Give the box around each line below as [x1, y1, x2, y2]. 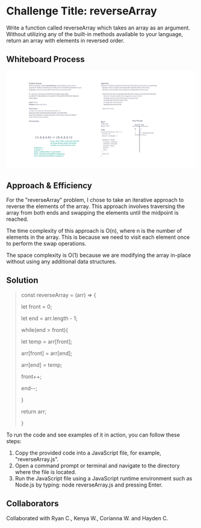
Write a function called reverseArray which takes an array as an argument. [6, 24, 191, 31]
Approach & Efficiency [6, 180, 92, 191]
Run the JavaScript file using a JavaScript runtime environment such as [14, 474, 193, 482]
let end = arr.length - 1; [20, 315, 78, 322]
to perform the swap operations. [6, 239, 87, 247]
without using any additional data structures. [6, 257, 117, 265]
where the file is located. [14, 468, 76, 476]
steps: [6, 437, 22, 444]
